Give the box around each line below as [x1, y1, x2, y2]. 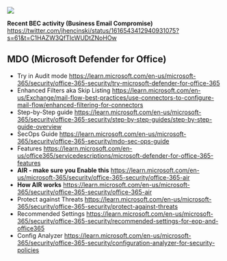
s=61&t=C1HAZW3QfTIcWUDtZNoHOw [7, 34, 118, 42]
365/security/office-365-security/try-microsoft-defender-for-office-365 [16, 79, 220, 87]
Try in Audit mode [16, 72, 68, 80]
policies [16, 246, 40, 254]
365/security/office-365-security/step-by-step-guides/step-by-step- [16, 115, 213, 123]
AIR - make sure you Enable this [16, 166, 109, 174]
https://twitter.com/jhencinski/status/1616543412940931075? [7, 27, 180, 34]
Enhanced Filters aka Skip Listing [16, 86, 111, 94]
